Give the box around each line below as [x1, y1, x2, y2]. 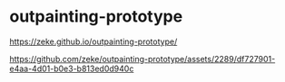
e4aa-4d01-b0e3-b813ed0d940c [9, 63, 134, 74]
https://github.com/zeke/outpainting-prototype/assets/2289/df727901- [9, 53, 276, 64]
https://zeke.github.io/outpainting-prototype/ [9, 36, 178, 47]
